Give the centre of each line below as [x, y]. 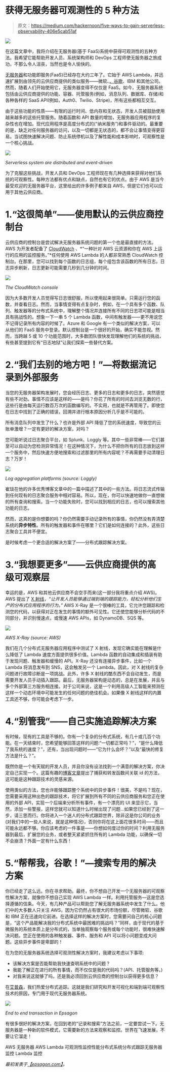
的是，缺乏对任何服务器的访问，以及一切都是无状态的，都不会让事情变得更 [83, 130]
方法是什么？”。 [22, 755]
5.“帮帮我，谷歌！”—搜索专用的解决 [81, 863]
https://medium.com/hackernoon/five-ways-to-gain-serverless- [98, 25]
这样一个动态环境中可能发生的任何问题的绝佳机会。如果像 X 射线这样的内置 [83, 693]
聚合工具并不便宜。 [29, 531]
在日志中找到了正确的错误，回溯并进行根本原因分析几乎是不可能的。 [76, 411]
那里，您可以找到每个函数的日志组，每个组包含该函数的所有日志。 [91, 261]
